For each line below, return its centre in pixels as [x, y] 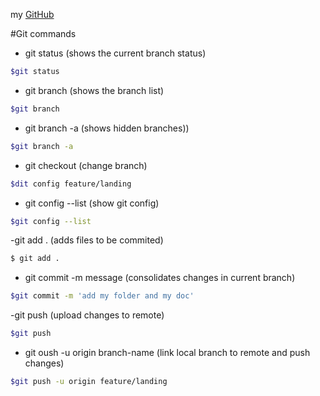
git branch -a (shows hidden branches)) [107, 128]
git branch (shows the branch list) [94, 90]
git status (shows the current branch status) [115, 53]
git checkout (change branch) [86, 165]
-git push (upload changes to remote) [87, 315]
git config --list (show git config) [92, 203]
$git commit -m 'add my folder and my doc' [102, 296]
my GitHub [32, 14]
